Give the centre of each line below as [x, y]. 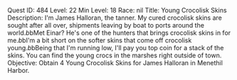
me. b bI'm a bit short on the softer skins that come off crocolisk [100, 40]
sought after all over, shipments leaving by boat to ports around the [106, 25]
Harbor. [19, 70]
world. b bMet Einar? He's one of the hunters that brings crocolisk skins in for [119, 33]
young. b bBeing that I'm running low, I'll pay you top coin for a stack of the [116, 48]
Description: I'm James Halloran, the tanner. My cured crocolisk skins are [115, 18]
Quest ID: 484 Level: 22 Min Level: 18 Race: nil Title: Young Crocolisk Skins [117, 10]
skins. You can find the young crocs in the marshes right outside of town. [115, 55]
